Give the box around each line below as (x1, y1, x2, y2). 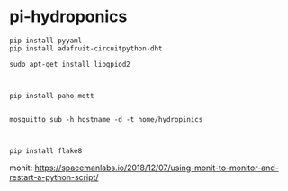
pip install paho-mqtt (9, 91, 94, 100)
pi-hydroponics (9, 6, 128, 27)
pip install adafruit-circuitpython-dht (9, 43, 164, 53)
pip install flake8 (9, 146, 83, 155)
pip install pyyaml (9, 36, 83, 45)
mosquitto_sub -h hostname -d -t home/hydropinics (9, 114, 203, 123)
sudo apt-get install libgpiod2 (9, 59, 130, 68)
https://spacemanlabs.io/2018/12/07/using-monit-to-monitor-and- (34, 162, 279, 173)
